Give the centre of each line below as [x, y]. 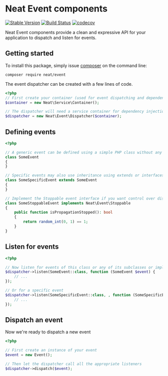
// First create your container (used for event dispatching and [74, 98]
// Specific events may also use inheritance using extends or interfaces [85, 175]
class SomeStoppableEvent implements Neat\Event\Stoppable [68, 203]
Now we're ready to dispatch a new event [48, 332]
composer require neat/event [35, 75]
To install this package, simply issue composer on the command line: [76, 65]
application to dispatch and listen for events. [51, 38]
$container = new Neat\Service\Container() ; [52, 103]
